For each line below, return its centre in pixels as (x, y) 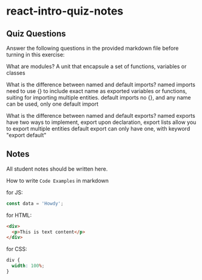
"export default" (26, 135)
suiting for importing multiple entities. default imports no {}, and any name (99, 97)
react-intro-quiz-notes (65, 11)
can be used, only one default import (52, 104)
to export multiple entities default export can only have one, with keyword (98, 128)
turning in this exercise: (35, 55)
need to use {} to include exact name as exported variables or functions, (97, 91)
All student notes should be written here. (57, 169)
